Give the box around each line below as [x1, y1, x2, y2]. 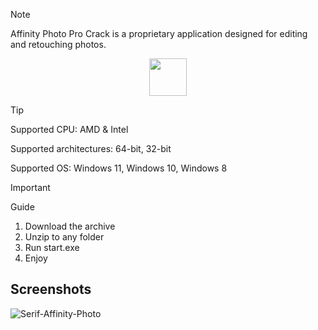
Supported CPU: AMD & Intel [10, 124, 129, 135]
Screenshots [10, 281, 92, 298]
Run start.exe [24, 242, 80, 253]
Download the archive [24, 220, 116, 232]
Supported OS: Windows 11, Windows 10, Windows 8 [10, 162, 228, 174]
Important [10, 182, 51, 193]
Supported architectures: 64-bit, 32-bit [10, 143, 172, 154]
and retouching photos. [10, 39, 107, 50]
